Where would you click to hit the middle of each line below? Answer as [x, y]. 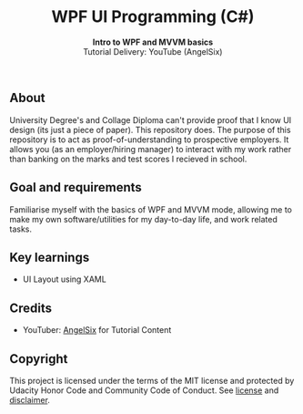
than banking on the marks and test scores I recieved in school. [128, 159]
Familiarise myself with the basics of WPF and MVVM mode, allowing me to [151, 209]
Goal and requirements [76, 187]
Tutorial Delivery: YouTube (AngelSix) [153, 51]
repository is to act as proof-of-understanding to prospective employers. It [149, 140]
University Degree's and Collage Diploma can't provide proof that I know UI [151, 119]
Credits [31, 308]
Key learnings [50, 257]
